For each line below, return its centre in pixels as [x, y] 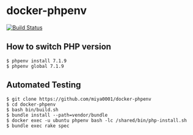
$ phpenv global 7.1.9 [35, 66]
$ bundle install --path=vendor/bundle [57, 115]
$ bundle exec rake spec [38, 126]
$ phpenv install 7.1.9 [37, 61]
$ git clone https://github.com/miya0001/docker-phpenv [79, 99]
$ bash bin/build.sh [33, 110]
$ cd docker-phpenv [31, 104]
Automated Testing [44, 85]
